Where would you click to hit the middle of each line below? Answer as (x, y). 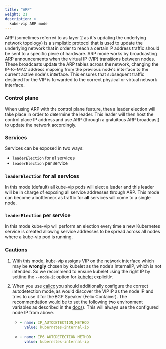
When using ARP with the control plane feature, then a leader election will (80, 109)
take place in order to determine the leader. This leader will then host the (79, 114)
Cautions (16, 250)
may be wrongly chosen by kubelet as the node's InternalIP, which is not (87, 266)
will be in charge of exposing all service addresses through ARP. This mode (82, 192)
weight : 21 (16, 14)
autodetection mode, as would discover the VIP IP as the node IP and (83, 291)
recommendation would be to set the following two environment (78, 302)
